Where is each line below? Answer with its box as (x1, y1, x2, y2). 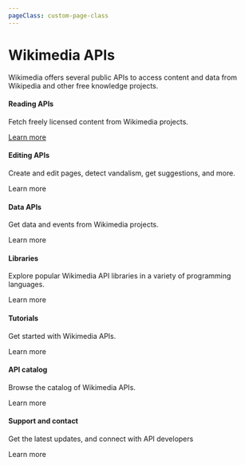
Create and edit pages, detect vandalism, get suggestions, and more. (8, 168, 235, 178)
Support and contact (8, 416, 78, 426)
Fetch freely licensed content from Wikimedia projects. (8, 116, 189, 126)
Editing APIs (8, 151, 50, 160)
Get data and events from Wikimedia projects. (8, 220, 160, 230)
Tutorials (8, 313, 38, 323)
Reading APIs (8, 99, 54, 108)
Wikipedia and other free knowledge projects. (8, 81, 159, 90)
